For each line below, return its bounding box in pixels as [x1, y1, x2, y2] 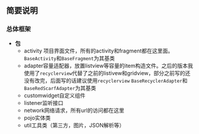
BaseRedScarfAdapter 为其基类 [23, 84, 97, 91]
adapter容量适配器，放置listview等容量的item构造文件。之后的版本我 [23, 62, 194, 69]
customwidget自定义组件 [23, 92, 86, 99]
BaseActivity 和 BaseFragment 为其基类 [23, 54, 115, 61]
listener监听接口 [23, 99, 64, 106]
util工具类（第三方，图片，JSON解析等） [23, 121, 125, 129]
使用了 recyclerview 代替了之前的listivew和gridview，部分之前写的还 [23, 69, 191, 76]
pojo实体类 [23, 114, 51, 121]
